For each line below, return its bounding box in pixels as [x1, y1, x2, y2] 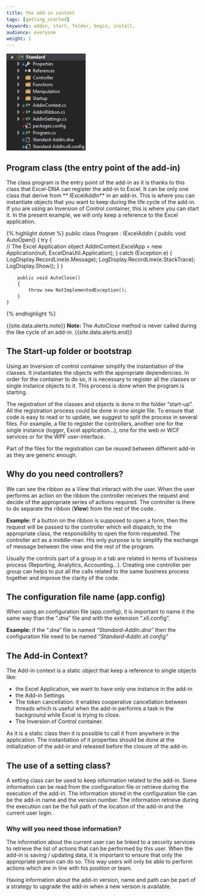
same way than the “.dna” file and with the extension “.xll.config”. [6, 614, 170, 622]
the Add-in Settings [15, 692, 65, 699]
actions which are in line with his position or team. [6, 864, 133, 872]
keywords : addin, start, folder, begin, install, [6, 23, 136, 29]
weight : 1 [6, 36, 32, 42]
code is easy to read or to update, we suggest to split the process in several [6, 413, 198, 421]
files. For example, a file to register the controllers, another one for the [6, 420, 184, 427]
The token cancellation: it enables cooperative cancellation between [15, 698, 188, 706]
